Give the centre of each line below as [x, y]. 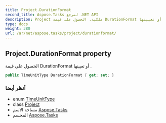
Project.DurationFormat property [58, 54]
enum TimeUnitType [34, 99]
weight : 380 [18, 29]
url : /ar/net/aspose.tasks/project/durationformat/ [61, 33]
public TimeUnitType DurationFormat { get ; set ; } [60, 75]
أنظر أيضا [15, 88]
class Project [26, 104]
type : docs [17, 24]
